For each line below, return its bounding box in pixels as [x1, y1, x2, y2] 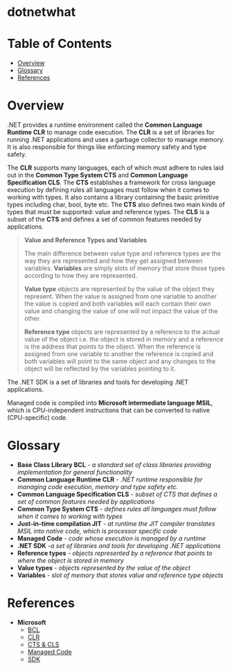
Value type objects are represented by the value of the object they [24, 285, 215, 293]
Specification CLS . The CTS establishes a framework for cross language [7, 178, 216, 187]
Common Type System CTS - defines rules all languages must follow [17, 505, 217, 513]
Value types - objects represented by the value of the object [17, 564, 190, 572]
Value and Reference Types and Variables [24, 236, 148, 245]
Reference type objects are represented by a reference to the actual [24, 328, 220, 336]
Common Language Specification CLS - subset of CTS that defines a [17, 490, 217, 498]
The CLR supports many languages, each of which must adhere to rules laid [7, 164, 224, 172]
